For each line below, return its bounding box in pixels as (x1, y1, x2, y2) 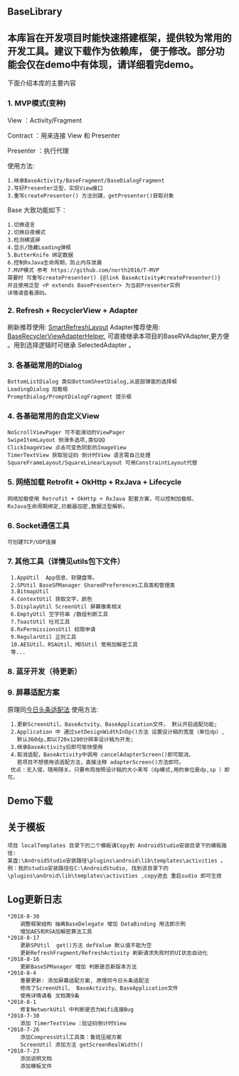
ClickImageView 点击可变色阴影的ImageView (7, 444, 127, 451)
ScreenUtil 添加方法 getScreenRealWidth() (20, 1041, 144, 1048)
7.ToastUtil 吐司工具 (10, 618, 70, 626)
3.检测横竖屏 (7, 236, 41, 243)
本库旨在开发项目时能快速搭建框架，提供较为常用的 (7, 31, 232, 43)
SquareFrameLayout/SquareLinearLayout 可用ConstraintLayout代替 (7, 459, 198, 466)
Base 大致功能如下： (7, 205, 68, 214)
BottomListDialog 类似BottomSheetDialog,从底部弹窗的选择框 (7, 378, 178, 386)
